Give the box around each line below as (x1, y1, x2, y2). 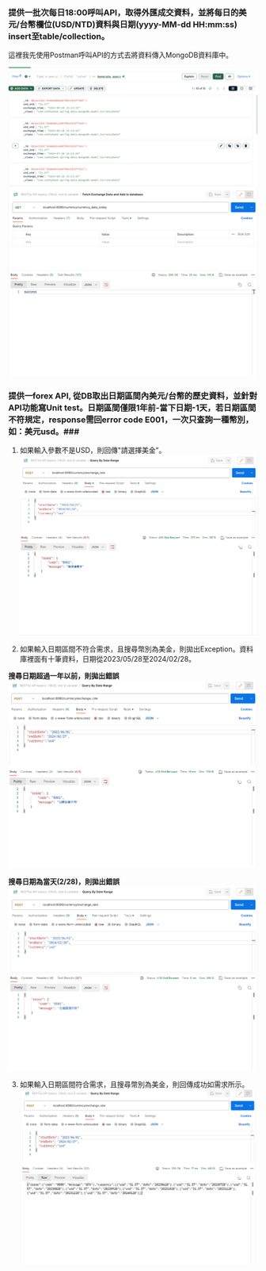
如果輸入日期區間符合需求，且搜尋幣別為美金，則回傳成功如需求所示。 (19, 1080, 249, 1089)
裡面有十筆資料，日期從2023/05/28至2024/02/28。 (26, 654, 196, 663)
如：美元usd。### (8, 426, 80, 437)
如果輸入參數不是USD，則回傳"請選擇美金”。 (19, 446, 166, 455)
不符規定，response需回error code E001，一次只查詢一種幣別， (8, 414, 254, 425)
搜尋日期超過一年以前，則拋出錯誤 (8, 670, 120, 680)
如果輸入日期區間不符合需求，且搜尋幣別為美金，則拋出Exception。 (19, 644, 240, 654)
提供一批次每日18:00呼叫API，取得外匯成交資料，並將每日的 (8, 6, 239, 17)
